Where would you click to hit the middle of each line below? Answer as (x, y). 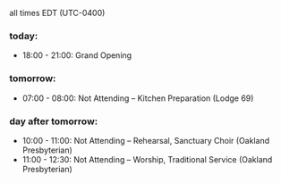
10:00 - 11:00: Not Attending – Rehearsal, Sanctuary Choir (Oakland (146, 140)
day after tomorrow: (54, 121)
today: (24, 36)
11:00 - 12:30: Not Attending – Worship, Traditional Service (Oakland (147, 159)
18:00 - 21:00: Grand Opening (77, 55)
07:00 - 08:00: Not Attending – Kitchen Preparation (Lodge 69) (138, 98)
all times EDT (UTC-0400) (57, 13)
